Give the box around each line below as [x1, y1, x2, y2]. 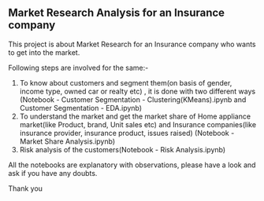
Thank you [8, 184, 43, 193]
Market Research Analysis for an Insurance [8, 6, 225, 20]
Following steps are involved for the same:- [8, 63, 149, 72]
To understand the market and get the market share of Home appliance [19, 111, 251, 121]
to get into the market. [8, 47, 80, 57]
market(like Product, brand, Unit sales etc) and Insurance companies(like [19, 119, 257, 129]
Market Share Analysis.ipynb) [19, 137, 116, 146]
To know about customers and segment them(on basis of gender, [19, 78, 232, 87]
